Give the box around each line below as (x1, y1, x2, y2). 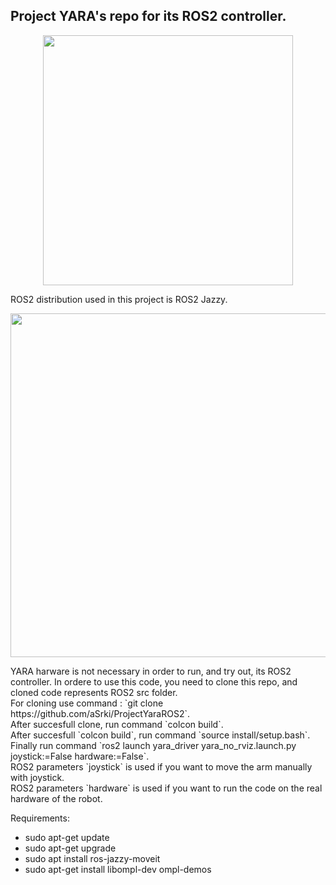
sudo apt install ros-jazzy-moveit (24, 852, 161, 864)
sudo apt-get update (24, 831, 110, 843)
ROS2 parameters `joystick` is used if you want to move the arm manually (10, 760, 313, 773)
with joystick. (10, 771, 65, 783)
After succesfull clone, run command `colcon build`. (10, 718, 224, 730)
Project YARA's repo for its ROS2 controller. (10, 8, 287, 25)
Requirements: (10, 812, 70, 824)
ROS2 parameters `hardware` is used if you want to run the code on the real (10, 782, 323, 794)
